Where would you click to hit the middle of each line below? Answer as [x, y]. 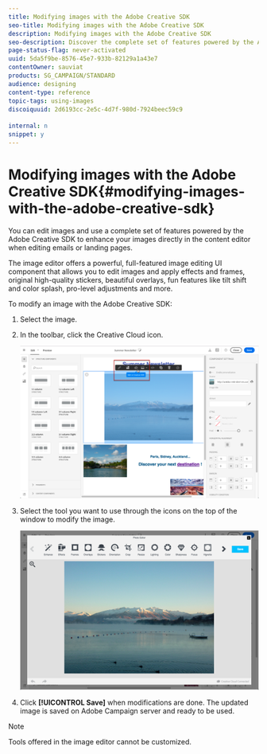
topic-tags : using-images [51, 101]
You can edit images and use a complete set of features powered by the [126, 230]
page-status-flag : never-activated [67, 51]
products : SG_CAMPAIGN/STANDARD [62, 76]
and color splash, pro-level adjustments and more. [91, 288]
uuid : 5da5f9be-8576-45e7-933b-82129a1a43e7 [83, 59]
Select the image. [48, 319]
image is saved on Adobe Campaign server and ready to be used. [127, 711]
